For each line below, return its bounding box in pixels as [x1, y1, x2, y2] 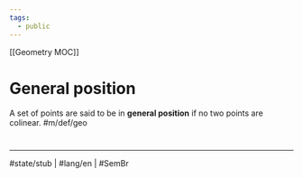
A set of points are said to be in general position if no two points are [9, 108, 263, 118]
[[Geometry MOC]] [9, 46, 79, 57]
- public [17, 22, 50, 31]
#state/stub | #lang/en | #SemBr [9, 157, 129, 168]
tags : [9, 13, 30, 23]
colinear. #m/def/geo [9, 117, 87, 128]
